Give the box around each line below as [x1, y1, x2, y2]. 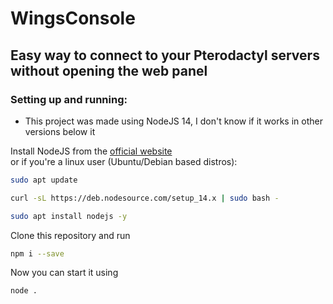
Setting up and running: [10, 92, 128, 106]
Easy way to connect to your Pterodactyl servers [10, 47, 320, 64]
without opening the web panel [10, 62, 208, 79]
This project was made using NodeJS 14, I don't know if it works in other [24, 115, 323, 127]
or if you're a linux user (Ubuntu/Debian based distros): [10, 155, 238, 167]
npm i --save [10, 248, 65, 259]
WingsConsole [10, 7, 136, 30]
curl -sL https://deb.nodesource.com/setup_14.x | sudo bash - [10, 193, 280, 203]
